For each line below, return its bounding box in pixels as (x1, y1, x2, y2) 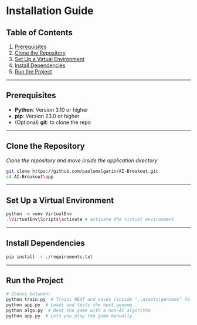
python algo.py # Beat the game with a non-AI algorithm (6, 307, 151, 314)
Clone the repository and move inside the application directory (6, 157, 158, 164)
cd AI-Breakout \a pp (6, 173, 54, 180)
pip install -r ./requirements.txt (6, 254, 93, 260)
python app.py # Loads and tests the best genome (6, 302, 133, 308)
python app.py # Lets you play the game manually (6, 313, 133, 319)
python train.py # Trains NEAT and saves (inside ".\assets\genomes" (6, 297, 182, 303)
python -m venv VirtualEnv (6, 211, 72, 217)
